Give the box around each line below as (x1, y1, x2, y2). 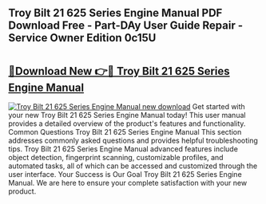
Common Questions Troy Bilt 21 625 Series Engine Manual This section (8, 127, 242, 136)
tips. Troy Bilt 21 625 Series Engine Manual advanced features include (8, 144, 238, 154)
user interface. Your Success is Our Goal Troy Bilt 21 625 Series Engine (8, 170, 242, 178)
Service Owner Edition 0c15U (8, 31, 157, 45)
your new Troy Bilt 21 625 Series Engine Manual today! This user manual (8, 111, 246, 120)
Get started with (192, 102, 245, 111)
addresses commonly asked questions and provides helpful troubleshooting (8, 135, 258, 145)
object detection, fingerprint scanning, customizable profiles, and (8, 153, 224, 162)
